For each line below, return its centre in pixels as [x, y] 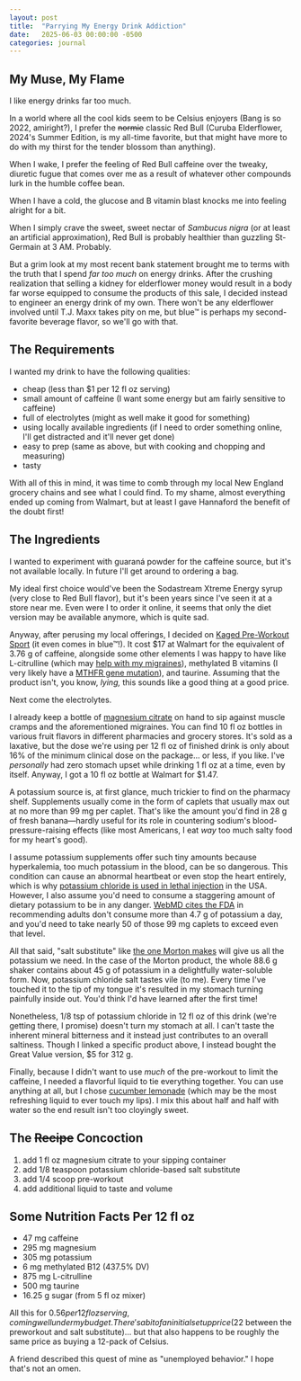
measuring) [44, 456]
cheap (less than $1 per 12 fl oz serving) [96, 388]
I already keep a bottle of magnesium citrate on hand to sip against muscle [147, 717]
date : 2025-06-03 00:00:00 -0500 [76, 34]
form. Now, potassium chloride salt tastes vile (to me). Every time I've [138, 979]
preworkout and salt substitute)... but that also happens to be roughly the [145, 1332]
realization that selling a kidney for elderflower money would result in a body [151, 283]
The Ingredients [55, 540]
